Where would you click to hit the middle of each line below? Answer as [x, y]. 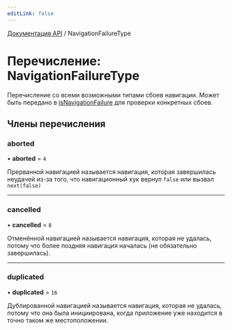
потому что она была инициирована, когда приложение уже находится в [115, 313]
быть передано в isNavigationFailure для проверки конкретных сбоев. [110, 102]
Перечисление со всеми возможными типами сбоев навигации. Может [113, 95]
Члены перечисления [56, 124]
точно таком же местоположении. [58, 320]
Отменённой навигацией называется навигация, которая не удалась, [109, 238]
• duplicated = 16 [32, 292]
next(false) [24, 186]
